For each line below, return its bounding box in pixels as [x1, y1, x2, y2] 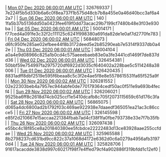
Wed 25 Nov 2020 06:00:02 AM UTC [16, 131, 93, 136]
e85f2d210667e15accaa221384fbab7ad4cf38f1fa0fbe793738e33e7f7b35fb [5, 115, 160, 120]
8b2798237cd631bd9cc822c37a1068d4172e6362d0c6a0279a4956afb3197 [5, 136, 160, 142]
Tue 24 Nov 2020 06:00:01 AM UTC [19, 141, 93, 147]
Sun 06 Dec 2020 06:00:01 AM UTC [19, 15, 93, 21]
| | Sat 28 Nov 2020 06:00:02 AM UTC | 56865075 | [5, 99, 111, 105]
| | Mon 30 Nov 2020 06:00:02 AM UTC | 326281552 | [5, 78, 116, 84]
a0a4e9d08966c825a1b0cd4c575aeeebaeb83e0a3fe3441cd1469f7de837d [5, 52, 160, 58]
